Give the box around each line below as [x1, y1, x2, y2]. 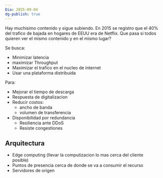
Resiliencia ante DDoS [19, 120, 64, 126]
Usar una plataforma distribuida [12, 70, 76, 76]
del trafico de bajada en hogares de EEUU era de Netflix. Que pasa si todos [5, 30, 157, 36]
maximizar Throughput [12, 59, 58, 65]
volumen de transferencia [19, 109, 71, 115]
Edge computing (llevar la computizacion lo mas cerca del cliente [12, 152, 143, 158]
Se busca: [5, 45, 25, 51]
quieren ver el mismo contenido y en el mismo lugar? [5, 35, 111, 41]
